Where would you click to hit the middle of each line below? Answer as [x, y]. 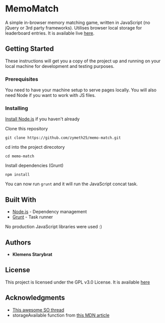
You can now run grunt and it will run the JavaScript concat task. [72, 184]
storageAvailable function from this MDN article [61, 315]
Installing [17, 108]
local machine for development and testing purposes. [60, 66]
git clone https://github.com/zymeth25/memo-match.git [63, 138]
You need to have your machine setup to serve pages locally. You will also [81, 90]
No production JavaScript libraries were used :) [54, 227]
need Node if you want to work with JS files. [50, 95]
